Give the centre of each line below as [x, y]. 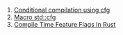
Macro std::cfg [35, 17]
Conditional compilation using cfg [62, 10]
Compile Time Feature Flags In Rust [65, 24]
